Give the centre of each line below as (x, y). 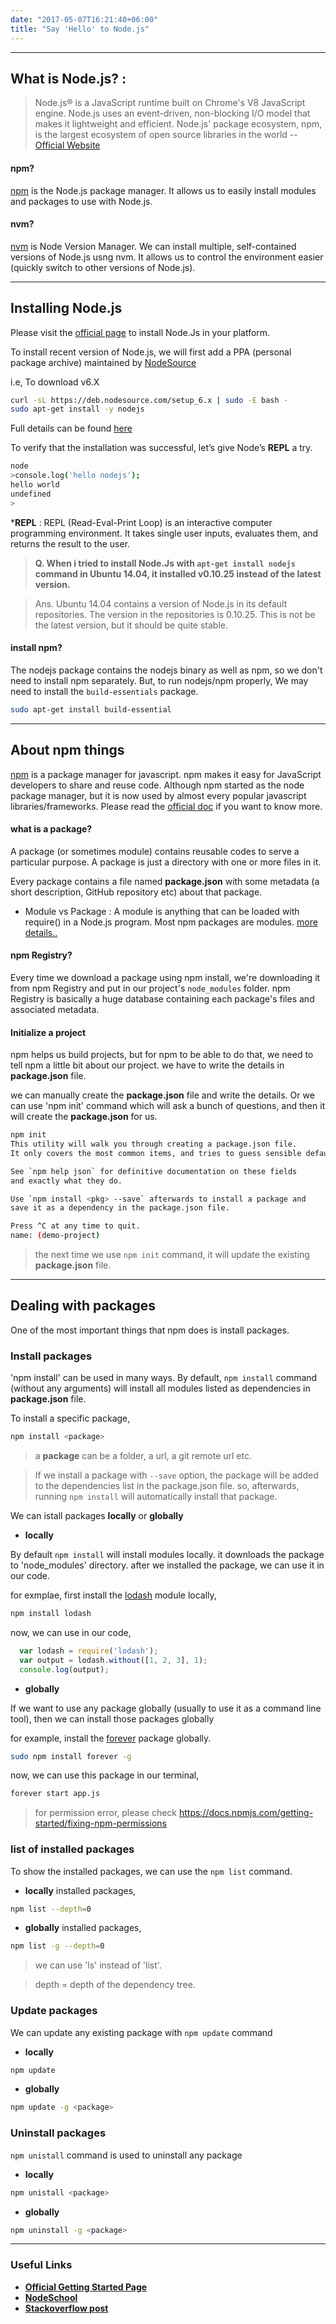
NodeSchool (51, 2297)
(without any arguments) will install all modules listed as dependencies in (160, 1388)
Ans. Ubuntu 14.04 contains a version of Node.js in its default (161, 603)
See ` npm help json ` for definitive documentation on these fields (154, 1171)
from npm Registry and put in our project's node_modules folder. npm (150, 988)
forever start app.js (55, 1794)
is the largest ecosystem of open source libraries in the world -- (166, 135)
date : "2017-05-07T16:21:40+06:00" (84, 19)
